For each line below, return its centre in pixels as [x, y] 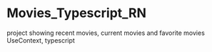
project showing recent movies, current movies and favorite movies [106, 33]
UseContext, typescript [41, 40]
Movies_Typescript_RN [77, 13]
